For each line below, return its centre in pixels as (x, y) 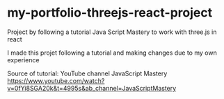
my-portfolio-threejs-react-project (110, 13)
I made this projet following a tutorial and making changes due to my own (112, 53)
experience (23, 60)
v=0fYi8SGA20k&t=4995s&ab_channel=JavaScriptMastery (92, 88)
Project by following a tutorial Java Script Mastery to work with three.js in (112, 32)
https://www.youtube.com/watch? (56, 80)
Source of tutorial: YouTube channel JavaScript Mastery (87, 73)
